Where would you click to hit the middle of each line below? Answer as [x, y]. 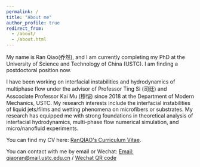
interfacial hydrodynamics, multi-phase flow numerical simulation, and [93, 122]
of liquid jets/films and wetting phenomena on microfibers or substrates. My [99, 109]
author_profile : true [33, 23]
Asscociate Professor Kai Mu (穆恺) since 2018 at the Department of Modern [100, 96]
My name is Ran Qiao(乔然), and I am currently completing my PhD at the [96, 57]
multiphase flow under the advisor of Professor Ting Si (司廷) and [87, 89]
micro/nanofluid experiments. [42, 128]
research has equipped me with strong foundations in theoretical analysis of [100, 116]
